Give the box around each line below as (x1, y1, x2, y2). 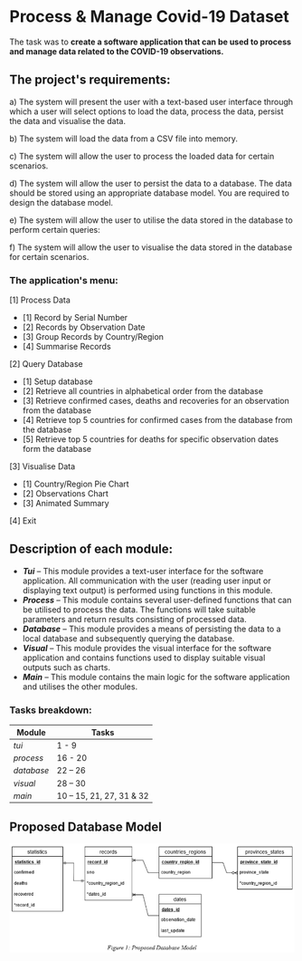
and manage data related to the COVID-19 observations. (9, 45, 224, 56)
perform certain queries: (9, 224, 101, 235)
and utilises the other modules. (22, 681, 138, 692)
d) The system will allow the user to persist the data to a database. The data (9, 178, 292, 188)
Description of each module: (9, 542, 174, 557)
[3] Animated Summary (22, 498, 110, 509)
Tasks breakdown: (9, 704, 92, 716)
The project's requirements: (9, 72, 171, 88)
